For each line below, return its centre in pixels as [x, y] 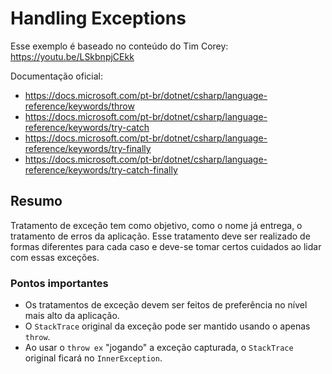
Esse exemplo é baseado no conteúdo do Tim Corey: [119, 46]
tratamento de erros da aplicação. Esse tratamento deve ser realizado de [160, 236]
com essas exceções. [55, 257]
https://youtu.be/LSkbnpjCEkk [72, 56]
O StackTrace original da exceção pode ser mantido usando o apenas [167, 326]
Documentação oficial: [56, 76]
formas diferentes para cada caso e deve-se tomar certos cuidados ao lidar [166, 246]
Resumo [36, 201]
